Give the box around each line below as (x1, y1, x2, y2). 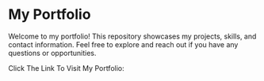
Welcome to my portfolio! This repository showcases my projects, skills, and (8, 31, 257, 41)
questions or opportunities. (8, 48, 97, 57)
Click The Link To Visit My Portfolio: (8, 63, 124, 72)
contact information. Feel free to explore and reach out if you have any (8, 39, 239, 49)
